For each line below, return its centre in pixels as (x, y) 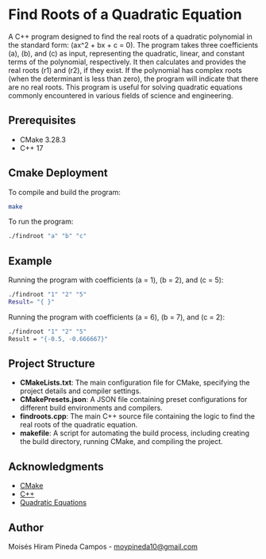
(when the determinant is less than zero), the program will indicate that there (133, 78)
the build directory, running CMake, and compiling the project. (121, 442)
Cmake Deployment (58, 173)
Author (26, 528)
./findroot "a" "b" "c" (48, 236)
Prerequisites (42, 121)
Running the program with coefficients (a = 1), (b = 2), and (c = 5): (116, 280)
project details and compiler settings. (80, 391)
